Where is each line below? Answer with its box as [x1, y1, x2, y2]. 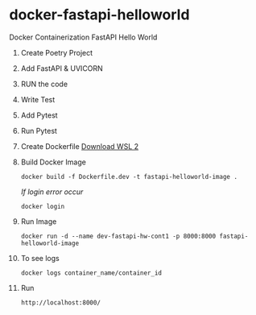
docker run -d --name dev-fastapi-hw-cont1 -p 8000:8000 [20, 232, 217, 240]
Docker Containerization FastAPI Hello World [9, 32, 158, 42]
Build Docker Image [20, 157, 87, 167]
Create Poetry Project [20, 48, 93, 57]
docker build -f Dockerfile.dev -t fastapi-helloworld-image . [20, 172, 238, 180]
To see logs [20, 253, 60, 263]
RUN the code [20, 79, 68, 89]
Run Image [20, 216, 57, 226]
